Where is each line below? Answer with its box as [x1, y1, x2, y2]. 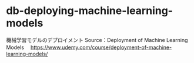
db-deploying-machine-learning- [6, 4, 173, 17]
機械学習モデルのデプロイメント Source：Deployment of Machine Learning [6, 36, 188, 43]
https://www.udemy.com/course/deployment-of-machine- [30, 44, 172, 51]
